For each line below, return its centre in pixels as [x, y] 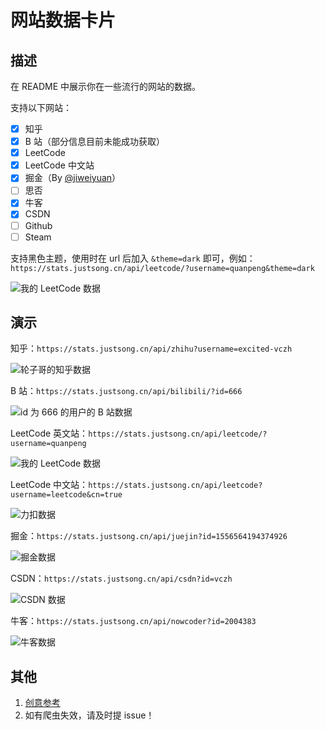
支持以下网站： [41, 107]
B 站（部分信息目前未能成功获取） [94, 142]
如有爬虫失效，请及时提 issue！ [89, 715]
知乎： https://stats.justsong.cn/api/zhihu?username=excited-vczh [151, 348]
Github [38, 225]
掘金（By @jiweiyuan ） [73, 178]
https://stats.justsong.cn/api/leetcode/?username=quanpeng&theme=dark [162, 268]
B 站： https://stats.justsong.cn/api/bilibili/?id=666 [126, 391]
